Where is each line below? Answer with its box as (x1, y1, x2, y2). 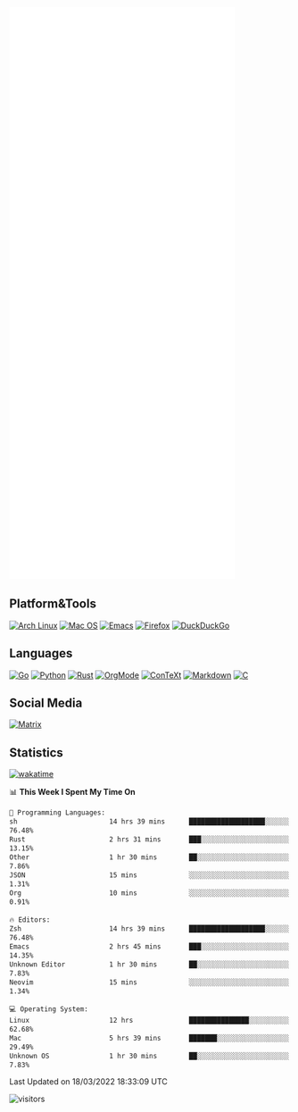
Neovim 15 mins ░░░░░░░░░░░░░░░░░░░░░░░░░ (9, 978, 290, 987)
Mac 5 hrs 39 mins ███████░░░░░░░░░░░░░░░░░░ (9, 1034, 290, 1043)
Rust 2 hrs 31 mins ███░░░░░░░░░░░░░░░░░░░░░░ (9, 835, 290, 844)
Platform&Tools (9, 597, 96, 612)
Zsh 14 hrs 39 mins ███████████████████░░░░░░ (9, 924, 290, 933)
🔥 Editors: (9, 916, 51, 924)
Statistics (9, 745, 64, 760)
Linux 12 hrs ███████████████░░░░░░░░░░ (9, 1016, 290, 1025)
